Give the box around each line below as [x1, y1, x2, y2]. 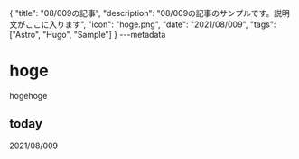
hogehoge [9, 90, 48, 101]
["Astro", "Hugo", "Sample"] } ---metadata [9, 30, 166, 40]
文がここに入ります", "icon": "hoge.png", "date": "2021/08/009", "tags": [9, 19, 276, 30]
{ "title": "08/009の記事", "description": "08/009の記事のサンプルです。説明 [9, 8, 291, 18]
